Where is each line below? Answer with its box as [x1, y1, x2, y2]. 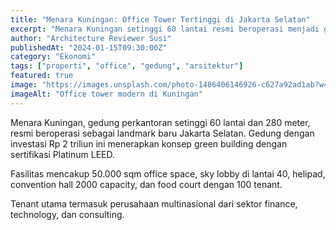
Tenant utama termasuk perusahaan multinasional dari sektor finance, [10, 197, 298, 210]
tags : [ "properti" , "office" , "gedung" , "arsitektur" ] [10, 61, 244, 71]
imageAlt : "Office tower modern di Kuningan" [10, 89, 203, 99]
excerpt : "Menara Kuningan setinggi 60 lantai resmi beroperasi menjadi [10, 24, 320, 34]
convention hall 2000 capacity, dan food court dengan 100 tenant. [10, 178, 283, 190]
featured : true [10, 71, 74, 81]
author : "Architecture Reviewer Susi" [10, 33, 172, 43]
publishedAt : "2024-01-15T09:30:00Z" [10, 42, 168, 53]
